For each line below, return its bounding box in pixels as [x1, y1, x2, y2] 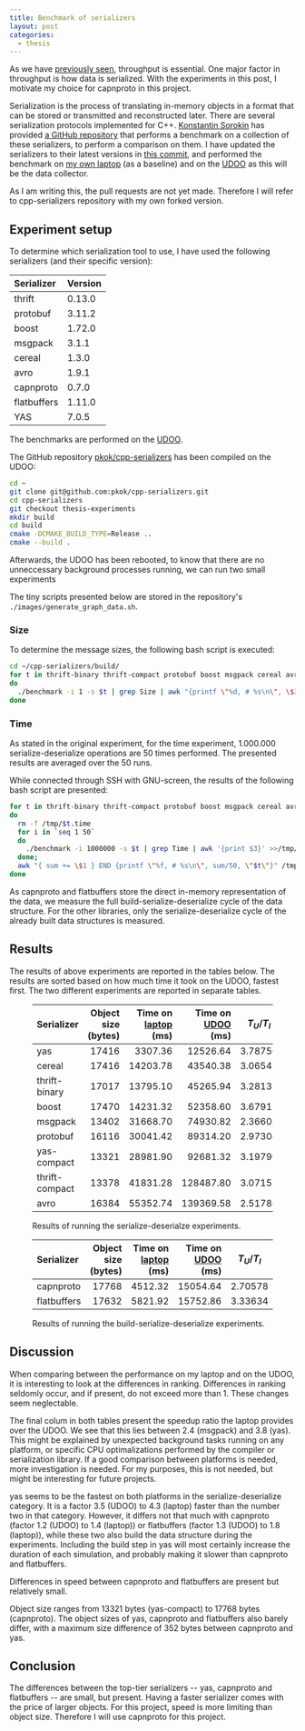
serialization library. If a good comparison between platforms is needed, [9, 1454, 279, 1465]
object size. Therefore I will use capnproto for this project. [9, 1711, 227, 1723]
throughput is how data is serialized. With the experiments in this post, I [9, 74, 277, 85]
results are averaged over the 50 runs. [9, 757, 152, 768]
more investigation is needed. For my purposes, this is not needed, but [9, 1463, 274, 1474]
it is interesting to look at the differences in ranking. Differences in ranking [9, 1378, 286, 1389]
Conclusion [9, 1658, 76, 1674]
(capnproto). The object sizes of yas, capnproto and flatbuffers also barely [9, 1613, 289, 1624]
